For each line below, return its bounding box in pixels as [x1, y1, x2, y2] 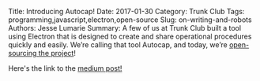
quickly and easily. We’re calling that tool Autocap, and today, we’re [8, 40, 228, 50]
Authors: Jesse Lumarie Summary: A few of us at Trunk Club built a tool [8, 24, 242, 32]
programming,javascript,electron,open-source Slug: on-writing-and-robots [8, 15, 252, 24]
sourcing [8, 49, 37, 57]
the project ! [38, 49, 77, 57]
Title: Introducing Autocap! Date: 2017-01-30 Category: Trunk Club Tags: [8, 7, 245, 16]
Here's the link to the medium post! [8, 64, 122, 73]
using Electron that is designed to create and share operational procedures [8, 31, 252, 41]
